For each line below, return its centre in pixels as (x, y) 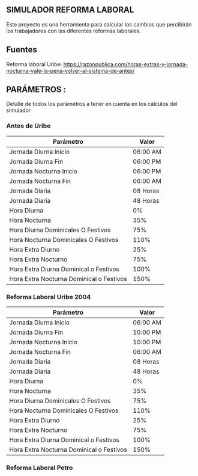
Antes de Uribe (28, 126)
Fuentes (22, 50)
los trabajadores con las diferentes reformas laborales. (74, 31)
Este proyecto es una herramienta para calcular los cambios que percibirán (99, 24)
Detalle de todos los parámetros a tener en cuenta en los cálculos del (92, 104)
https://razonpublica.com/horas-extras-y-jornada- (126, 64)
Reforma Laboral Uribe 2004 (49, 297)
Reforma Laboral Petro (40, 468)
